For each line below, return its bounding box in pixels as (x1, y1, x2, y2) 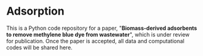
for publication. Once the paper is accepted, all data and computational (6, 37, 185, 44)
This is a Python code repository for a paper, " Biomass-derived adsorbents (6, 24, 198, 32)
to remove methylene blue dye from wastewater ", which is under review (6, 30, 190, 38)
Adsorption (6, 4, 65, 18)
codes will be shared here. (6, 44, 73, 51)
